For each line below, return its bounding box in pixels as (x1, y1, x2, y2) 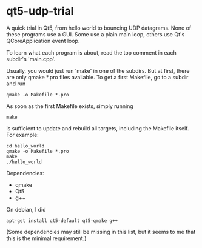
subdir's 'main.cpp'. (6, 55, 56, 62)
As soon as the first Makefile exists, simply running (6, 102, 133, 110)
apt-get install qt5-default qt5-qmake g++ (6, 217, 118, 224)
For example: (6, 131, 39, 138)
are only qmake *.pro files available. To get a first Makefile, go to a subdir (6, 73, 189, 81)
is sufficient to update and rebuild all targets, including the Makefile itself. (6, 124, 189, 132)
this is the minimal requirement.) (6, 235, 87, 242)
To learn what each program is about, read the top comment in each (6, 49, 177, 56)
